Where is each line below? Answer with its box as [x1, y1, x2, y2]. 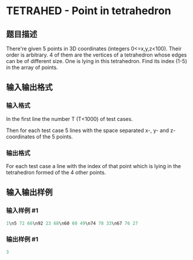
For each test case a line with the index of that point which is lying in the [6, 162, 181, 169]
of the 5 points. [36, 133, 74, 140]
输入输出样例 [6, 187, 53, 198]
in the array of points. [6, 64, 58, 71]
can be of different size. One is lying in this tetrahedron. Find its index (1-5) [6, 58, 187, 64]
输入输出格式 [6, 83, 53, 93]
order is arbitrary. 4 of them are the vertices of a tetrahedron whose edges [6, 51, 187, 58]
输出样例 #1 [6, 235, 38, 243]
